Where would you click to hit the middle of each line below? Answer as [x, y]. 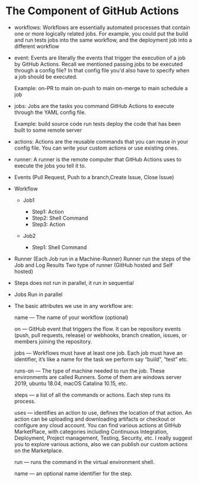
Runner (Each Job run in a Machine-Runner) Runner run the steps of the [102, 259]
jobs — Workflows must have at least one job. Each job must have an [98, 353]
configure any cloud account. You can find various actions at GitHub [98, 425]
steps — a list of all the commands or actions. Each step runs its [92, 395]
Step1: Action [48, 211]
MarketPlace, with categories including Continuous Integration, [91, 431]
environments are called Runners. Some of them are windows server [98, 377]
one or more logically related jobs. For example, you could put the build [101, 33]
